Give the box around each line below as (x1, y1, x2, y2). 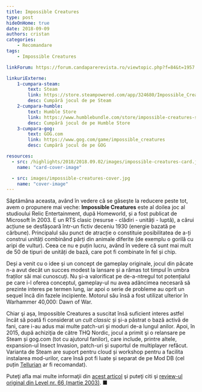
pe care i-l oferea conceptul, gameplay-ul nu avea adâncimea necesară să (6, 279, 191, 286)
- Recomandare (17, 43, 52, 49)
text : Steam (28, 87, 58, 93)
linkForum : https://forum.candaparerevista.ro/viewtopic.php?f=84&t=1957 (6, 64, 195, 70)
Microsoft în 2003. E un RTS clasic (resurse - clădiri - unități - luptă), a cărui (6, 216, 194, 224)
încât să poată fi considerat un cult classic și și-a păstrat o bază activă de (6, 316, 189, 323)
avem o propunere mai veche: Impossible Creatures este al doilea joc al (6, 204, 185, 211)
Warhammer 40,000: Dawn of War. (6, 298, 93, 305)
